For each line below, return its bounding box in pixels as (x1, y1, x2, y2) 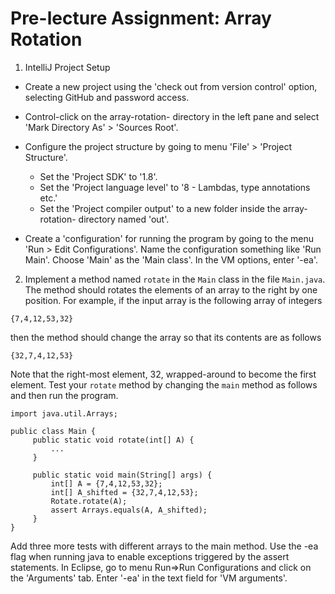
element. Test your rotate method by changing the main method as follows (10, 378, 318, 391)
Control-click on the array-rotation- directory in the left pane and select (24, 110, 320, 122)
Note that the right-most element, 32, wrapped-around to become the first (10, 368, 317, 380)
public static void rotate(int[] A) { (32, 435, 195, 445)
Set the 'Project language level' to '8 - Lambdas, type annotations (39, 181, 311, 193)
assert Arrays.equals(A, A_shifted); (50, 505, 208, 515)
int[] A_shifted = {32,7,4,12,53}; (50, 487, 199, 497)
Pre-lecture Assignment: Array (10, 7, 272, 30)
